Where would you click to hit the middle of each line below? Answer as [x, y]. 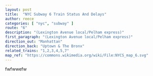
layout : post [18, 10]
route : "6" [16, 28]
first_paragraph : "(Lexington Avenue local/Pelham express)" [69, 37]
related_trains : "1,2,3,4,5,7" [37, 51]
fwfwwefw [16, 69]
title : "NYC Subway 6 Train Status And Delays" [56, 14]
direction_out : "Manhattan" [34, 42]
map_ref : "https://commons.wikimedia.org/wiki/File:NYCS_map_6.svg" [77, 55]
